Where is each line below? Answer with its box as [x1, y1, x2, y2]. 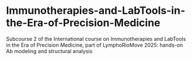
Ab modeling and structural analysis [6, 47, 93, 54]
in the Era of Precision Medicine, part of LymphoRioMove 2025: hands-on [6, 42, 183, 48]
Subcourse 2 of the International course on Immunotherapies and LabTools [6, 35, 186, 42]
